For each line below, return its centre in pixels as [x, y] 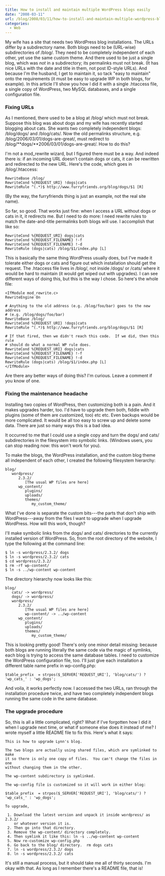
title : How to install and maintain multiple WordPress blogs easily [78, 10]
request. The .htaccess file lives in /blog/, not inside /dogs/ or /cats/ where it [82, 268]
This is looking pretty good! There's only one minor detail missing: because [81, 645]
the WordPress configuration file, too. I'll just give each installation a [74, 660]
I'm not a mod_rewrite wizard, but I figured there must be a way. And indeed [82, 154]
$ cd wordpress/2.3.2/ [28, 561]
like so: [12, 227]
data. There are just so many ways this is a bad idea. [58, 425]
